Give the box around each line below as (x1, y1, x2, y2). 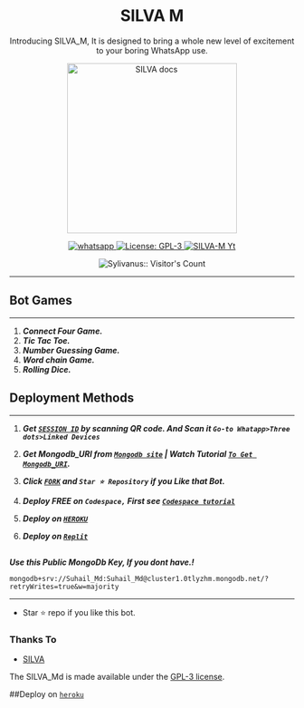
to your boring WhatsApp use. (96, 44, 208, 55)
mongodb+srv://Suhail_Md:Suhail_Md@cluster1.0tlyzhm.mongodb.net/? (9, 574, 270, 583)
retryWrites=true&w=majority (9, 582, 119, 591)
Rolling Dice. (22, 364, 71, 374)
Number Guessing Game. (22, 344, 120, 355)
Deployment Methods (9, 391, 134, 406)
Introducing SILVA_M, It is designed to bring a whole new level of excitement (9, 35, 295, 46)
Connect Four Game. (22, 325, 103, 336)
